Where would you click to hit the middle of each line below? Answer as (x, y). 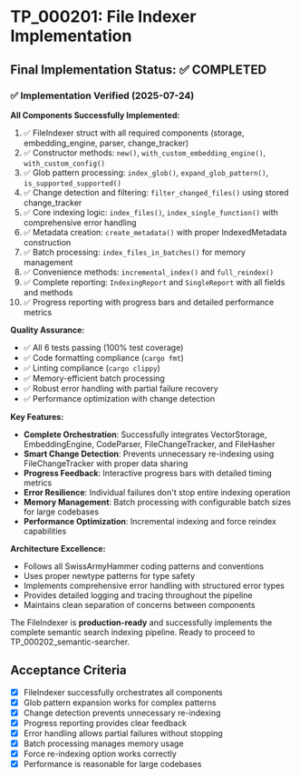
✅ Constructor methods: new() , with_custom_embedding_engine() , (145, 153)
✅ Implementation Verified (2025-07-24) (102, 95)
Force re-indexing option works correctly (100, 754)
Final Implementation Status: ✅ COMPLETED (138, 70)
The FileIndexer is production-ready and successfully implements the (141, 622)
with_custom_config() (64, 164)
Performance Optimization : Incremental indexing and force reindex (150, 521)
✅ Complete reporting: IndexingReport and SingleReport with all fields (154, 282)
